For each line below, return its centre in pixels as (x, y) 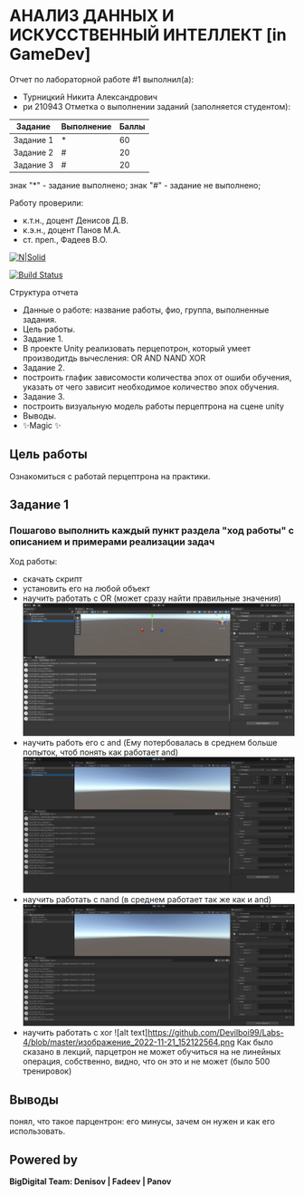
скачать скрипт (52, 579)
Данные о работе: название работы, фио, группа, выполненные (146, 310)
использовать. (38, 1131)
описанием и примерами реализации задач (112, 542)
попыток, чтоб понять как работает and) (100, 752)
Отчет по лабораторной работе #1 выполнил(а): (102, 79)
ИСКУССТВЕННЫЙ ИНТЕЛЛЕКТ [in (148, 35)
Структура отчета (44, 292)
